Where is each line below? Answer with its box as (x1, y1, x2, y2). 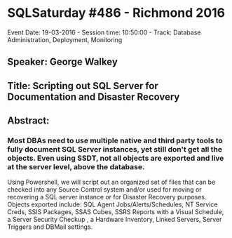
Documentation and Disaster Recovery (7, 91, 180, 103)
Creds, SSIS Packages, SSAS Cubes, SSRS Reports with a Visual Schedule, (7, 208, 224, 216)
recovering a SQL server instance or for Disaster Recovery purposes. (7, 193, 207, 201)
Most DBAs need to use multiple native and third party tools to (7, 135, 223, 145)
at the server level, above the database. (7, 162, 145, 172)
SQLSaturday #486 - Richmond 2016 (7, 5, 226, 21)
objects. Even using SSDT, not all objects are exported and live (7, 153, 224, 163)
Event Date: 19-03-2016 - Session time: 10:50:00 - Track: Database (7, 28, 201, 37)
